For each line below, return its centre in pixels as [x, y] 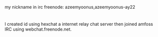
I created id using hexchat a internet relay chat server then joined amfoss [79, 24]
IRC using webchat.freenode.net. [38, 29]
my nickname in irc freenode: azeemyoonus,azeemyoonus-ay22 [70, 7]
